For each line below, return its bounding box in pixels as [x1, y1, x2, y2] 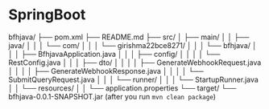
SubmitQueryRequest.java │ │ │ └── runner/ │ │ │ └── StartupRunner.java [8, 75, 259, 84]
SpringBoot [8, 6, 86, 24]
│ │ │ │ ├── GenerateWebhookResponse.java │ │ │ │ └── [8, 66, 204, 75]
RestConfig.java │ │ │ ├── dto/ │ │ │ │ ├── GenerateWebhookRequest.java [8, 58, 262, 67]
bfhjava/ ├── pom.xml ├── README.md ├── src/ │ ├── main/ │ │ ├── [8, 32, 250, 42]
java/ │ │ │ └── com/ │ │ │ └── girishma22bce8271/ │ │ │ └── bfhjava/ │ [8, 40, 258, 50]
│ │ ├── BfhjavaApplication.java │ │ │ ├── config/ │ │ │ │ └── [8, 49, 221, 59]
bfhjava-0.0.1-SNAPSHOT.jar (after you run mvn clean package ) [8, 91, 216, 101]
